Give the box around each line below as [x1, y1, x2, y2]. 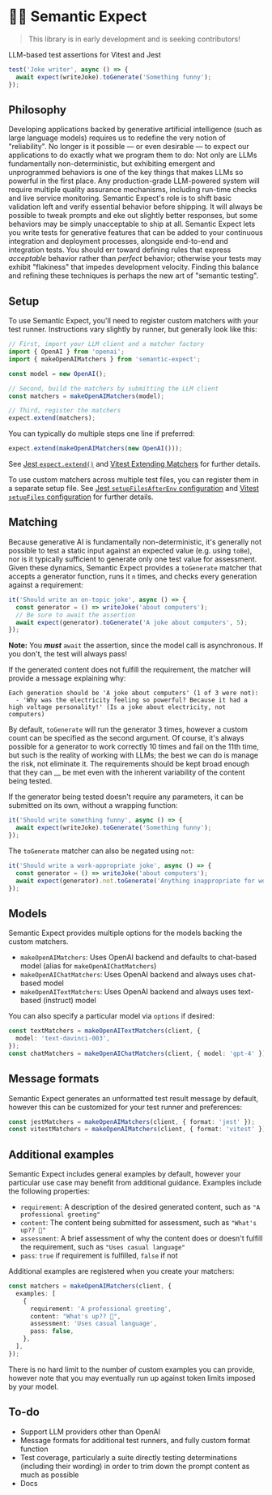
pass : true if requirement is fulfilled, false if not [19, 1251, 178, 1261]
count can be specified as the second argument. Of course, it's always [8, 733, 244, 743]
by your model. [8, 1382, 59, 1391]
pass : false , [29, 1327, 74, 1335]
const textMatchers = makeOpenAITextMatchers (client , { [8, 1027, 201, 1036]
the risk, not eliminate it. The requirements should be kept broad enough [8, 759, 249, 769]
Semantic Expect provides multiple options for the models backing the [8, 928, 243, 938]
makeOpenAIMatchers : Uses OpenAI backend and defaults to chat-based [19, 952, 257, 963]
